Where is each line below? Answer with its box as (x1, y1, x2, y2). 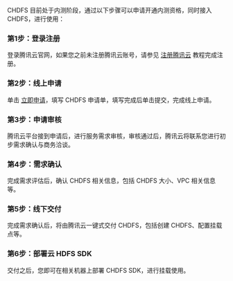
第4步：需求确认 (7, 159, 62, 169)
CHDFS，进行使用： (7, 15, 64, 23)
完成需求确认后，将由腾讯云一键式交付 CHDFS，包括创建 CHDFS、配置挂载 (7, 221, 223, 230)
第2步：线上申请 (7, 78, 62, 88)
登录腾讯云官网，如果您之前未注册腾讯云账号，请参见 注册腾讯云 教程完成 (7, 51, 217, 59)
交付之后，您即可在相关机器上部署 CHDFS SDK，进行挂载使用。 (7, 266, 190, 274)
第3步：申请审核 (7, 114, 62, 124)
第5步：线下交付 (7, 204, 62, 214)
